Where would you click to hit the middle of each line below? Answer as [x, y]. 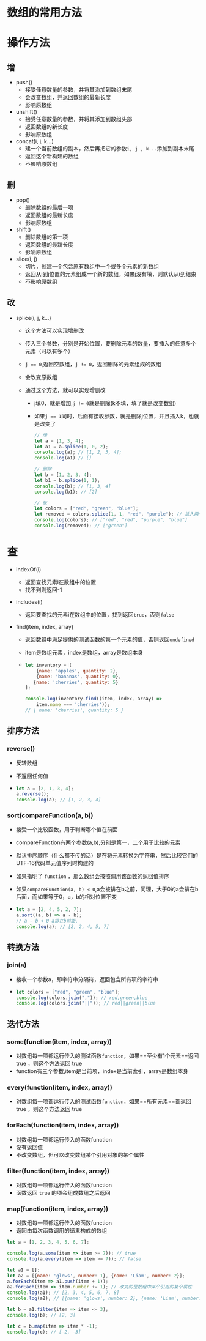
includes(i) [29, 602]
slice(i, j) [27, 259]
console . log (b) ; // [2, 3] [41, 1315]
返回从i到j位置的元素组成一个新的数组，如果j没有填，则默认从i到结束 [111, 274]
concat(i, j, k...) [35, 141]
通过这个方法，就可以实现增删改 [65, 390]
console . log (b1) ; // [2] [66, 492]
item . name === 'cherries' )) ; [73, 705]
